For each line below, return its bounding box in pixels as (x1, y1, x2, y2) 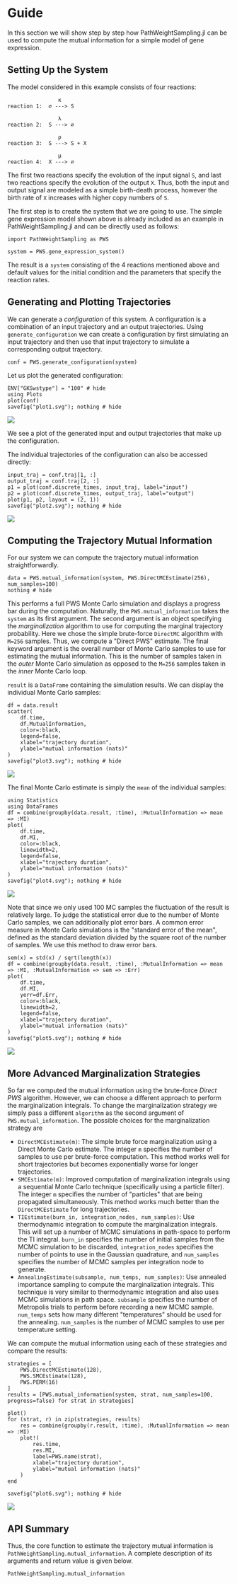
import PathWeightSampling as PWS (7, 236, 110, 243)
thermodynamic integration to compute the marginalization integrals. (17, 1220, 218, 1229)
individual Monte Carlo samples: (7, 688, 101, 697)
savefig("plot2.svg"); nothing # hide (7, 502, 122, 509)
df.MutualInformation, (20, 720, 87, 728)
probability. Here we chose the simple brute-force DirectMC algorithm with (7, 630, 224, 638)
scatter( (7, 708, 33, 715)
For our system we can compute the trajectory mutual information (7, 553, 200, 562)
